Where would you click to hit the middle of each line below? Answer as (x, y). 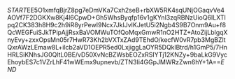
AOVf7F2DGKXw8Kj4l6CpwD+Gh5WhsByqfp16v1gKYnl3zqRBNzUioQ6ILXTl (116, 17)
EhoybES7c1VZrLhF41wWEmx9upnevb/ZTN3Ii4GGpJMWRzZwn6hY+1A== (114, 62)
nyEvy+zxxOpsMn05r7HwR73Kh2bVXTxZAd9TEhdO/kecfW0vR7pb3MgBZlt (116, 40)
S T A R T (17, 10)
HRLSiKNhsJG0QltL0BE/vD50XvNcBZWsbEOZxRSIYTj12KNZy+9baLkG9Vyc (117, 55)
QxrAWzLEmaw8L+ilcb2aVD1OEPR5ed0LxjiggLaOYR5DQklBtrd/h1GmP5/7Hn (117, 47)
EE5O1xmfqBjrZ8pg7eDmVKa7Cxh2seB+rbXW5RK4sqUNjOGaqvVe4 (126, 10)
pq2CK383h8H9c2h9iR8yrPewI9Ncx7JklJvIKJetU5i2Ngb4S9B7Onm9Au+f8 (116, 25)
